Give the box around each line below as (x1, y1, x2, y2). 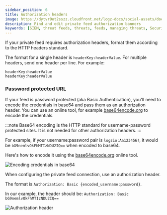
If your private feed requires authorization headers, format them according (5, 39, 158, 45)
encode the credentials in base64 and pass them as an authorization (5, 102, 146, 108)
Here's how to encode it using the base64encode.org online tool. (5, 152, 138, 158)
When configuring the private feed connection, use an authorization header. (5, 172, 161, 178)
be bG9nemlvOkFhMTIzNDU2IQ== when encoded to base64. (5, 143, 120, 149)
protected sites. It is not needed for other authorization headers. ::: (5, 128, 142, 134)
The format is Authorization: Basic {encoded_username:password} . (5, 181, 142, 187)
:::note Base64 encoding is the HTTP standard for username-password (5, 122, 151, 128)
